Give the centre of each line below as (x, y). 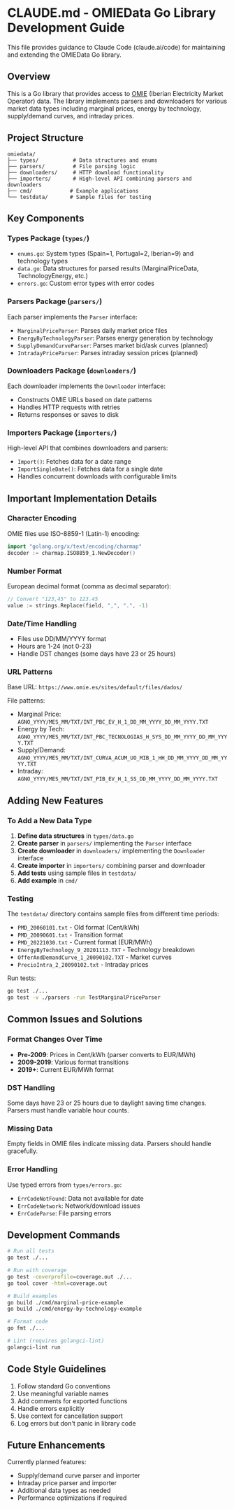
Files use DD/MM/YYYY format (62, 638)
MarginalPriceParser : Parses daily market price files (92, 330)
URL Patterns (30, 672)
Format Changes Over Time (55, 1040)
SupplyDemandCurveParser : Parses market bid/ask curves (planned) (112, 345)
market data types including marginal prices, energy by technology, (104, 108)
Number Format (35, 571)
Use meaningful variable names (63, 1393)
